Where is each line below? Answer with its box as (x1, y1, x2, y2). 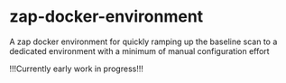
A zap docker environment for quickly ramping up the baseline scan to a (9, 36, 278, 47)
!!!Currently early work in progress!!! (9, 63, 144, 74)
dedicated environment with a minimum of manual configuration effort (9, 45, 270, 56)
